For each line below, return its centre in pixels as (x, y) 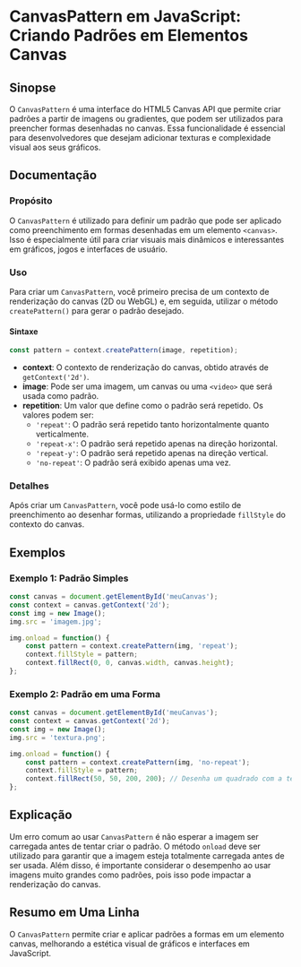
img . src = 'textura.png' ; (57, 738)
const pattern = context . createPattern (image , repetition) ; (124, 350)
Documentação (53, 175)
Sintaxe (24, 331)
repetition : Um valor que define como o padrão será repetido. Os (143, 406)
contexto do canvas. (47, 524)
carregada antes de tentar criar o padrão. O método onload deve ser (135, 846)
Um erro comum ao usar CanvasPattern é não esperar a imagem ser (134, 836)
